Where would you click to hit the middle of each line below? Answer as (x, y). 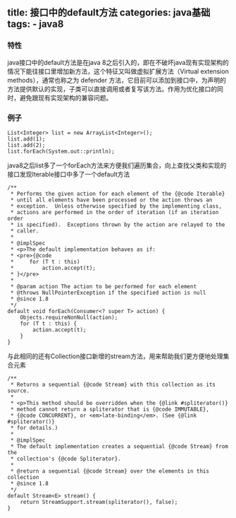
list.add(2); (26, 145)
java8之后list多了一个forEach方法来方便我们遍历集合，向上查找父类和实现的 (117, 165)
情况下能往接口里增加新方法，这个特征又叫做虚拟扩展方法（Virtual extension (118, 71)
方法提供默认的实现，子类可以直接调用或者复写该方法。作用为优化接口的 (112, 89)
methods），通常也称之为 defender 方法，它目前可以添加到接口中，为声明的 (117, 80)
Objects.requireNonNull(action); (69, 317)
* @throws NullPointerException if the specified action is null (108, 293)
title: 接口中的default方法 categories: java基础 (109, 13)
